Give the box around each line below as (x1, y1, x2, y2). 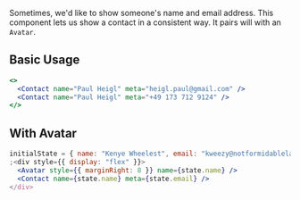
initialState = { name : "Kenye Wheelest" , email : (9, 149, 198, 159)
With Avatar (9, 125, 78, 141)
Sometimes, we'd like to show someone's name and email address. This (9, 8, 274, 18)
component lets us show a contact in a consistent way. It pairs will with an (9, 17, 281, 28)
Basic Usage (9, 53, 80, 68)
